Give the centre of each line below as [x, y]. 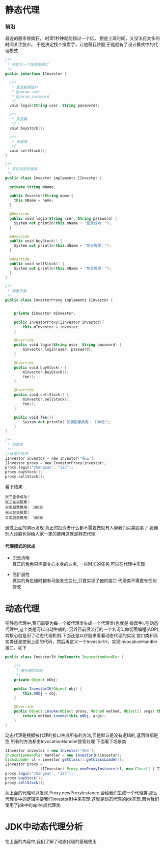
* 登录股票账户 [25, 87]
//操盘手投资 [16, 454]
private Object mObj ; [36, 680]
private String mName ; [33, 187]
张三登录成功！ [18, 497]
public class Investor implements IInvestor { [54, 178]
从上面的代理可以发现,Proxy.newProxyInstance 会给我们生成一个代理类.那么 [82, 793]
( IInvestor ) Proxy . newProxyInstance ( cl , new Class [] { [97, 769]
